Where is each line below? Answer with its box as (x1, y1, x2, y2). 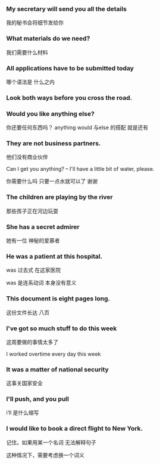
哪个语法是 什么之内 (6, 78, 55, 85)
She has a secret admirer (6, 223, 80, 231)
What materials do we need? (6, 35, 90, 43)
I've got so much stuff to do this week (6, 324, 117, 333)
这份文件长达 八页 (6, 309, 49, 316)
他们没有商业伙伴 (6, 153, 48, 161)
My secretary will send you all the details (6, 5, 127, 13)
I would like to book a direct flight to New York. (6, 425, 143, 433)
